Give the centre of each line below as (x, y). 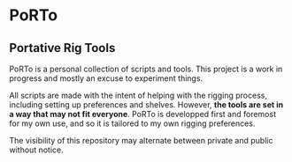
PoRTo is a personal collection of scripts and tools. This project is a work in (146, 69)
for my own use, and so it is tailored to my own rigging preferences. (132, 123)
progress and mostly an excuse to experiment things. (106, 78)
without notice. (36, 150)
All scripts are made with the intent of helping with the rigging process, (138, 95)
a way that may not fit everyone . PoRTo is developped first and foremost (143, 114)
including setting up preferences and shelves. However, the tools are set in (146, 105)
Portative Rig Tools (62, 48)
